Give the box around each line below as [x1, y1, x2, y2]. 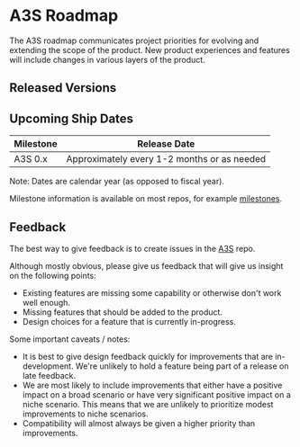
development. [22, 361, 74, 371]
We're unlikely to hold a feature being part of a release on [75, 361, 289, 371]
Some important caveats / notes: [9, 334, 131, 344]
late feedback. [22, 370, 77, 380]
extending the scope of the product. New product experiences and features [9, 44, 290, 55]
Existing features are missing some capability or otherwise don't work [22, 287, 282, 298]
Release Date [137, 138, 195, 150]
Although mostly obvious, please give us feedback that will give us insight [9, 260, 284, 271]
